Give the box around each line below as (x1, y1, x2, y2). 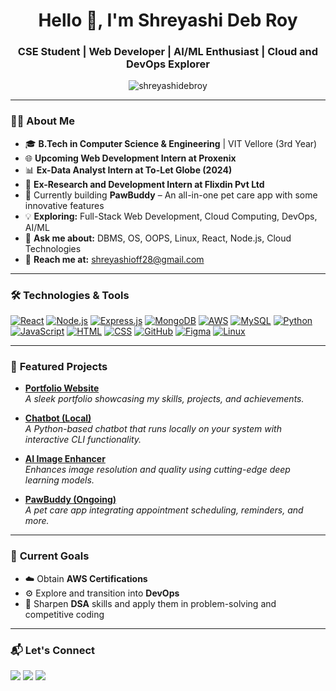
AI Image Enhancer (24, 453, 106, 465)
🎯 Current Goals (10, 549, 90, 563)
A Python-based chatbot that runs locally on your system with (24, 423, 282, 435)
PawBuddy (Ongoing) (24, 494, 117, 506)
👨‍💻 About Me (10, 114, 75, 128)
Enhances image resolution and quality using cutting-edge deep (24, 464, 291, 476)
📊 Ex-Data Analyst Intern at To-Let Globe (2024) (24, 164, 233, 176)
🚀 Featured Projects (10, 360, 108, 373)
